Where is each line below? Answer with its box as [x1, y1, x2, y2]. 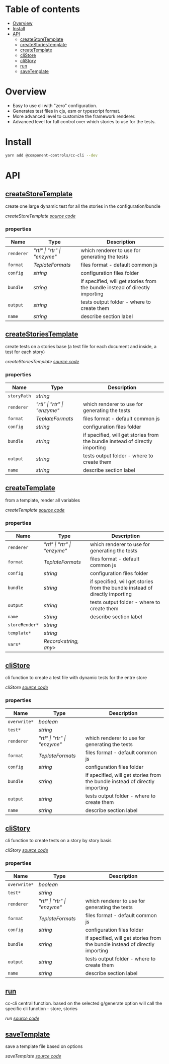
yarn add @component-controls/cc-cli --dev [5, 152, 98, 158]
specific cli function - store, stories [5, 1006, 78, 1012]
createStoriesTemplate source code [5, 358, 79, 364]
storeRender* [8, 622, 39, 628]
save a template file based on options [5, 1043, 83, 1049]
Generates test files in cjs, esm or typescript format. [12, 108, 121, 114]
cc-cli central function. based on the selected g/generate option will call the [5, 1000, 162, 1007]
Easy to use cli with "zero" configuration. [12, 102, 97, 109]
